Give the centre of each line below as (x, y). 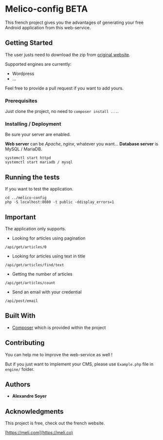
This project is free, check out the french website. (55, 423)
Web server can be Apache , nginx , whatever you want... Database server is (82, 144)
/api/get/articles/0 (26, 247)
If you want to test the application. (39, 189)
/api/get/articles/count (30, 283)
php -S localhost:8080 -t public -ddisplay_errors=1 (60, 202)
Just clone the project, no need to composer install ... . (62, 111)
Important (20, 217)
